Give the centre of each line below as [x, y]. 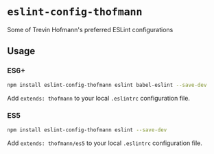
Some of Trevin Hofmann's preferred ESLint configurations [90, 29]
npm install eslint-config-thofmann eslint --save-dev [87, 130]
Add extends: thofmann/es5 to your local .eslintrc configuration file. [105, 143]
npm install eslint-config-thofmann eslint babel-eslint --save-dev [107, 85]
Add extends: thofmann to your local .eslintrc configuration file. [99, 98]
